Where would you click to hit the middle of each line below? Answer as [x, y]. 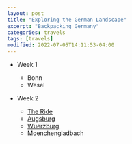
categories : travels [37, 32]
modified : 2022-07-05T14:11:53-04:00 [61, 45]
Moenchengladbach [55, 133]
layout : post [26, 13]
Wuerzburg [43, 126]
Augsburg [41, 119]
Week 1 [27, 64]
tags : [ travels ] [30, 39]
